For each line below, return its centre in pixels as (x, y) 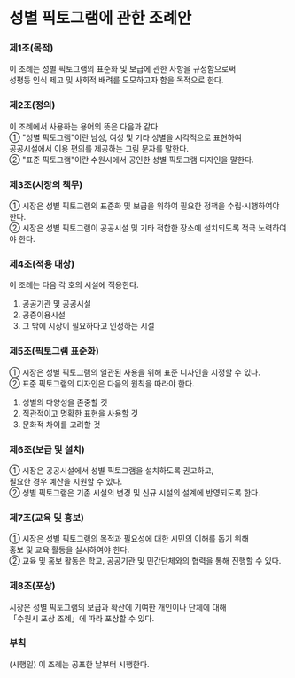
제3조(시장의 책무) (46, 184)
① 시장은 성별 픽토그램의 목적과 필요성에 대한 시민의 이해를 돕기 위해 (129, 539)
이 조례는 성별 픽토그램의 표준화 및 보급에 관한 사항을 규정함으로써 (123, 69)
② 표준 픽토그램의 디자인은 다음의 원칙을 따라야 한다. (102, 383)
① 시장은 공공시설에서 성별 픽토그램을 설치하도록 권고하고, (112, 470)
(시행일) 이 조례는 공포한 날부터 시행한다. (79, 664)
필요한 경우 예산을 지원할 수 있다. (66, 481)
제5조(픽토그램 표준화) (54, 351)
